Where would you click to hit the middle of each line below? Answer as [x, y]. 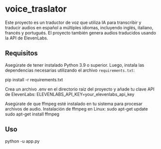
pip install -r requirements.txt [34, 79]
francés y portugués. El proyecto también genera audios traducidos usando [80, 33]
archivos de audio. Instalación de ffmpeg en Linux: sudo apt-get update [76, 109]
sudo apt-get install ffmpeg [32, 114]
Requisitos [21, 53]
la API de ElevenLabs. [27, 38]
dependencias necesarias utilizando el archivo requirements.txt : [70, 70]
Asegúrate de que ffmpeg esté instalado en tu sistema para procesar [74, 104]
